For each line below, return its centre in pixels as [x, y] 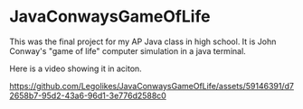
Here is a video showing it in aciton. [76, 68]
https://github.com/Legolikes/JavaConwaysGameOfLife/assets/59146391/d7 [152, 86]
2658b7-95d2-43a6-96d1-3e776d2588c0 [88, 95]
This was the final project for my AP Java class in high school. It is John [143, 41]
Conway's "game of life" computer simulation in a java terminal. [128, 50]
